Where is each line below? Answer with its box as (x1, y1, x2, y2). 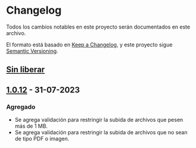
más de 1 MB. (14, 122, 48, 130)
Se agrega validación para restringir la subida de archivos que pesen (14, 116, 184, 124)
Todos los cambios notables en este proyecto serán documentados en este (6, 23, 191, 30)
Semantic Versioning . (6, 47, 58, 54)
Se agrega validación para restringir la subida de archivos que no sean (14, 129, 188, 136)
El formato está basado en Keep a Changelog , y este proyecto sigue (6, 41, 173, 48)
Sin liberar (6, 65, 45, 75)
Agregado (6, 102, 36, 111)
